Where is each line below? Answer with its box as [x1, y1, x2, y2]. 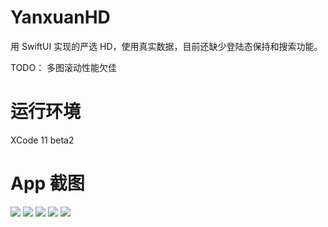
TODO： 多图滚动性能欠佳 [10, 61, 118, 73]
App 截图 [10, 172, 85, 195]
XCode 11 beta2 [10, 134, 75, 146]
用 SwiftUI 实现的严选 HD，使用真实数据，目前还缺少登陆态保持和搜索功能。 [10, 40, 323, 52]
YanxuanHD [10, 6, 111, 29]
